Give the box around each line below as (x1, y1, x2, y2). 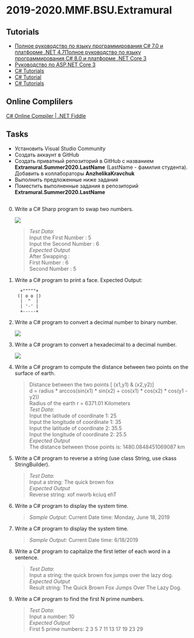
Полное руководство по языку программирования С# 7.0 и (14, 42, 164, 49)
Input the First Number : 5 (29, 234, 92, 241)
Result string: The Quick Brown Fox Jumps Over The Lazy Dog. (29, 584, 182, 591)
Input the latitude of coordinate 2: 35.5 (29, 425, 122, 432)
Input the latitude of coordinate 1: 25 (29, 412, 117, 419)
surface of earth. (14, 370, 56, 377)
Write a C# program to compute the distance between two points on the (14, 364, 189, 371)
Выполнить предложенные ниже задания (14, 176, 118, 183)
